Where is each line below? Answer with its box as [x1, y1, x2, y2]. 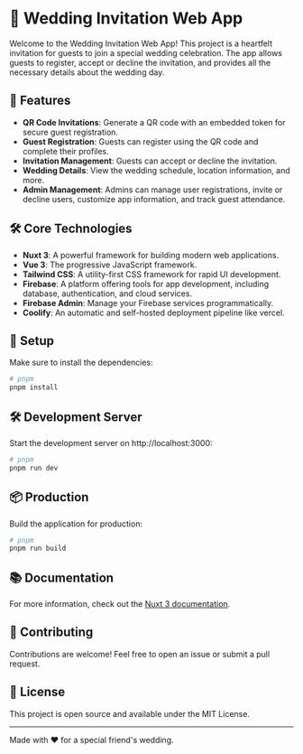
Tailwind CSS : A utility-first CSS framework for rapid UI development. [22, 268, 281, 279]
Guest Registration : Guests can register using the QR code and [22, 135, 259, 147]
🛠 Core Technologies [9, 221, 133, 237]
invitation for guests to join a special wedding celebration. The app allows [9, 47, 282, 58]
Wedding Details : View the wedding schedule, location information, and [22, 164, 290, 175]
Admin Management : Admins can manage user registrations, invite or [22, 184, 283, 195]
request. [9, 658, 41, 669]
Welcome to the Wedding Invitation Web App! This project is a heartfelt [9, 38, 273, 49]
